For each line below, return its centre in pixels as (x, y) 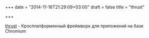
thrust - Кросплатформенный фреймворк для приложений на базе (74, 26)
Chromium (16, 31)
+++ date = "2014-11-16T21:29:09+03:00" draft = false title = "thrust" (75, 7)
